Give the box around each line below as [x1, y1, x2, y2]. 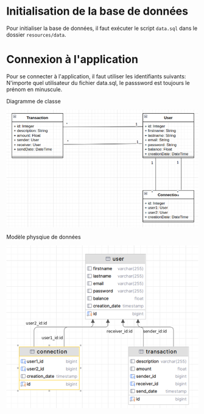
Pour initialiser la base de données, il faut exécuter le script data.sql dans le [6, 24, 198, 32]
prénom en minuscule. [6, 86, 63, 93]
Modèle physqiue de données [6, 233, 81, 240]
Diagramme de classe [6, 97, 61, 105]
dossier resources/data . [6, 31, 66, 38]
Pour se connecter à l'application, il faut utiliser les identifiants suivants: [6, 72, 186, 80]
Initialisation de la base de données [6, 4, 189, 18]
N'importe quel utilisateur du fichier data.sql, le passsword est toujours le [6, 79, 190, 86]
